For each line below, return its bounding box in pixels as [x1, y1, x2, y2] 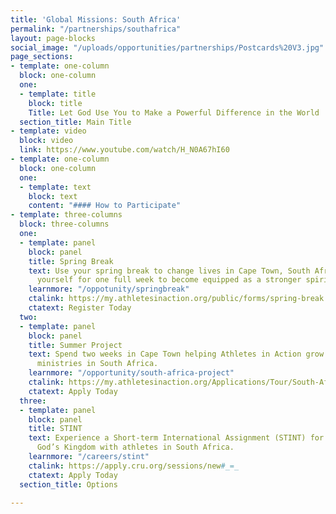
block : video [19, 136, 74, 146]
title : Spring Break [28, 256, 114, 266]
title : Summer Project [28, 340, 123, 350]
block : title [28, 98, 83, 108]
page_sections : [10, 52, 74, 62]
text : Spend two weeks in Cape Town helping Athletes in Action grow [28, 349, 325, 360]
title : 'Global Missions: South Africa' [10, 14, 182, 25]
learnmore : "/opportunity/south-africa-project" [28, 368, 235, 378]
